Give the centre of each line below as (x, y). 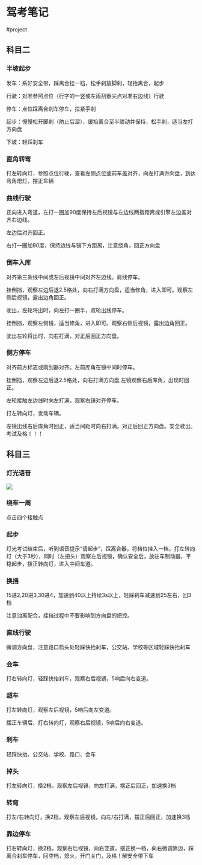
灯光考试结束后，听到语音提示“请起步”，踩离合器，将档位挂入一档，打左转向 (101, 549)
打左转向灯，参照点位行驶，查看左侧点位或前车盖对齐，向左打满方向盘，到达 (101, 173)
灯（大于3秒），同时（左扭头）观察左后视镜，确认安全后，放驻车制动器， (96, 557)
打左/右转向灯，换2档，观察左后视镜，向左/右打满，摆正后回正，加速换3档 (98, 817)
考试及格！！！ (25, 433)
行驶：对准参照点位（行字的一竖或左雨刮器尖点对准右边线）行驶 (85, 96)
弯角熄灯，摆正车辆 (30, 180)
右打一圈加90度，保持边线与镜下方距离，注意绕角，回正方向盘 (83, 246)
